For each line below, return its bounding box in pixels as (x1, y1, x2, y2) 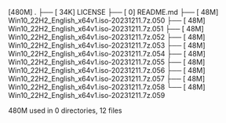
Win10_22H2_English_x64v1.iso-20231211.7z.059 (8, 91, 166, 99)
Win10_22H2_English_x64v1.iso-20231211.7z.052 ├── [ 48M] (8, 32, 206, 42)
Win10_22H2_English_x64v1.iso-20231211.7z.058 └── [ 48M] (8, 82, 206, 92)
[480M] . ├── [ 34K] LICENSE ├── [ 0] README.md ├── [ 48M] (8, 8, 219, 16)
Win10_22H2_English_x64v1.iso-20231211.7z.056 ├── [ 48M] (8, 66, 206, 74)
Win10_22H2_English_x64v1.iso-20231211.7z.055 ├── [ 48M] (8, 57, 206, 67)
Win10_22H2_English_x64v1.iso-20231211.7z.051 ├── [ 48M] (8, 24, 204, 33)
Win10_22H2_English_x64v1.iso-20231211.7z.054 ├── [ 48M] (8, 49, 206, 58)
